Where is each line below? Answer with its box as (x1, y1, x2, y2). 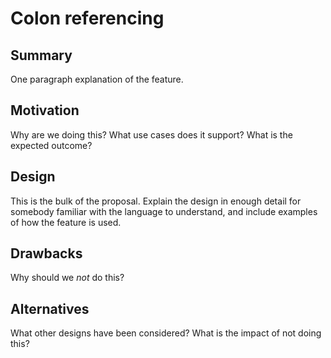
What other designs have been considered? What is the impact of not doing (10, 327, 322, 339)
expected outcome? (10, 139, 93, 151)
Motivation (10, 102, 80, 119)
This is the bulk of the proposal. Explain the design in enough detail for (10, 195, 302, 207)
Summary (10, 47, 73, 64)
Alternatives (10, 300, 90, 317)
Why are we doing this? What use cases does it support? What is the (10, 128, 293, 141)
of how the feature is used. (10, 216, 122, 228)
